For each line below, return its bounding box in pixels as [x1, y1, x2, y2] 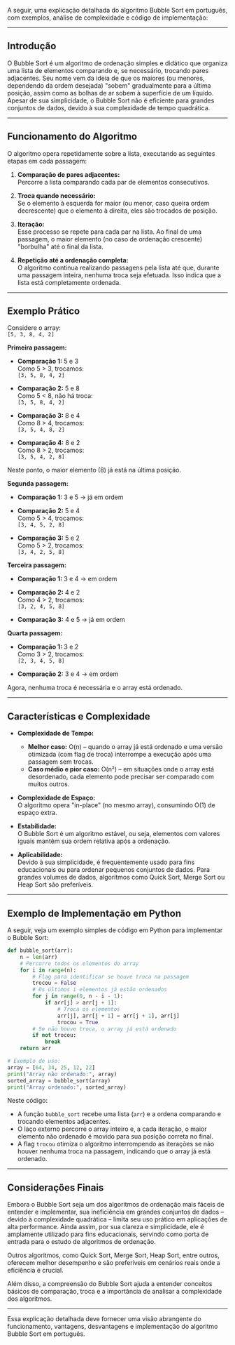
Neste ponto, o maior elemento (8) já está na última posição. [7, 466, 182, 475]
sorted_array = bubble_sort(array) [7, 1077, 111, 1084]
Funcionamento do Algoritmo [7, 131, 138, 143]
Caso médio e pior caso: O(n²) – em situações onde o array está [27, 765, 215, 774]
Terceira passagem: [7, 561, 66, 569]
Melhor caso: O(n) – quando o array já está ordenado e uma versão [27, 743, 223, 751]
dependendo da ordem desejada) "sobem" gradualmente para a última [7, 81, 211, 90]
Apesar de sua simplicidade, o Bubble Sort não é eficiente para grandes [7, 96, 215, 105]
